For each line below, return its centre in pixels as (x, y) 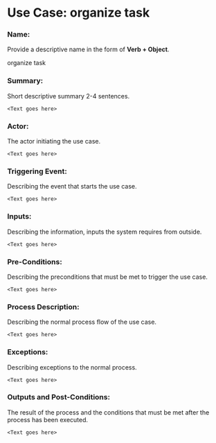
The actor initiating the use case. (54, 141)
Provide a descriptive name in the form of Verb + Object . (88, 49)
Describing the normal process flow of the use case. (82, 322)
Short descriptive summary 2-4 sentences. (69, 96)
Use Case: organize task (79, 13)
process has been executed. (48, 419)
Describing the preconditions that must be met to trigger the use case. (107, 277)
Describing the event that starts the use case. (72, 186)
